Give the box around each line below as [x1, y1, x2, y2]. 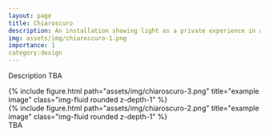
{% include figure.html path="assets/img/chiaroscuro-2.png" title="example [8, 103, 259, 113]
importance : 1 [8, 42, 56, 50]
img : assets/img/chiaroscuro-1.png [8, 34, 127, 42]
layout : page [8, 11, 52, 20]
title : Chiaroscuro [8, 19, 74, 27]
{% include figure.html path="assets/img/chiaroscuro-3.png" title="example [8, 86, 259, 96]
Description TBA [8, 71, 62, 80]
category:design [8, 49, 62, 57]
